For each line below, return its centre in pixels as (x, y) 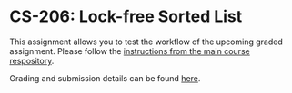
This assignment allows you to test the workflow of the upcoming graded (146, 42)
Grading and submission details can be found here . (105, 78)
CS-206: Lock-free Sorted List (126, 17)
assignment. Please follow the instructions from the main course (130, 51)
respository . (32, 60)
